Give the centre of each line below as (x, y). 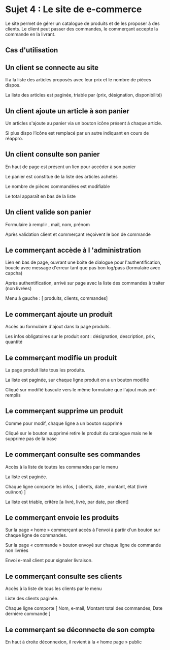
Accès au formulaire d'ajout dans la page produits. (58, 327)
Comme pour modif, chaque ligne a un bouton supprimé (64, 423)
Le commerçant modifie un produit (61, 358)
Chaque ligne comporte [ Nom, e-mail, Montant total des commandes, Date (84, 608)
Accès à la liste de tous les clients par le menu (54, 589)
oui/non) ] (16, 492)
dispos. (13, 85)
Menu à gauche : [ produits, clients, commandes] (57, 298)
